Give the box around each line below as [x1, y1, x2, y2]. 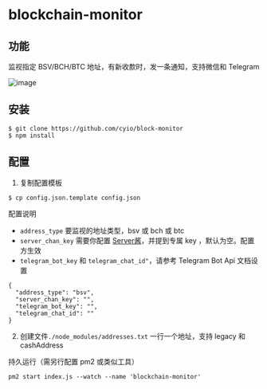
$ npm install [8, 132, 56, 139]
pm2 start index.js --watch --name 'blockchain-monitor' [8, 372, 202, 380]
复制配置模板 [19, 178, 62, 187]
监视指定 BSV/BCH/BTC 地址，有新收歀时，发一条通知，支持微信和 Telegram [8, 62, 260, 71]
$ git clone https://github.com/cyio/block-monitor [8, 124, 183, 132]
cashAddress [19, 340, 64, 350]
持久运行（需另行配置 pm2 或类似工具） [8, 356, 139, 366]
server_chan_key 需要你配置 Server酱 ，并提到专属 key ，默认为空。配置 [19, 235, 255, 245]
